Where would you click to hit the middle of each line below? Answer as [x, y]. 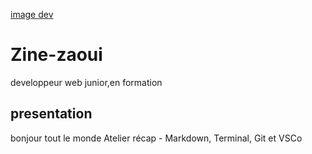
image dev [32, 14]
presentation [51, 114]
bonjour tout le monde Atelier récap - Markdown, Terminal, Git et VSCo [156, 138]
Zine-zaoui [56, 55]
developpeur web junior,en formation [86, 82]
